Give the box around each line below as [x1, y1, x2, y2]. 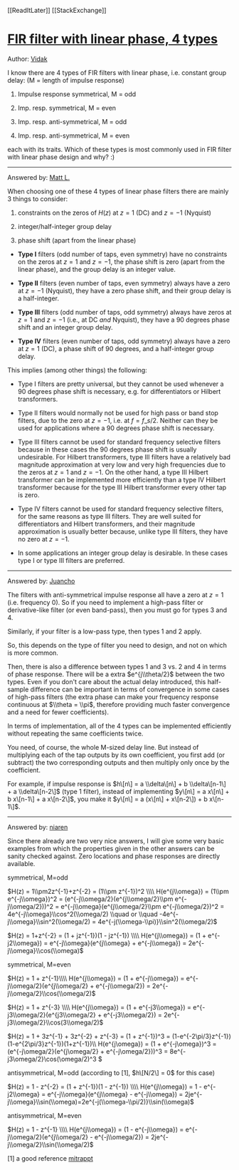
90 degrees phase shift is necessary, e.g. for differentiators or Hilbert [17, 387, 221, 395]
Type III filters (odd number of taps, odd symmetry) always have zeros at [17, 307, 232, 316]
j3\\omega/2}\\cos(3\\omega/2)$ [7, 1018, 104, 1027]
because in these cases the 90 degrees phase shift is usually [17, 445, 197, 454]
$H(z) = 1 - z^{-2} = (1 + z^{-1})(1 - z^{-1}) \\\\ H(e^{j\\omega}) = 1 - [7, 1082, 203, 1091]
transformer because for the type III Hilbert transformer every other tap [17, 483, 227, 492]
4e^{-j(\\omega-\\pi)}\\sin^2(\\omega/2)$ [97, 917, 218, 926]
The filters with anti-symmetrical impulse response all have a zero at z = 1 [7, 590, 224, 599]
